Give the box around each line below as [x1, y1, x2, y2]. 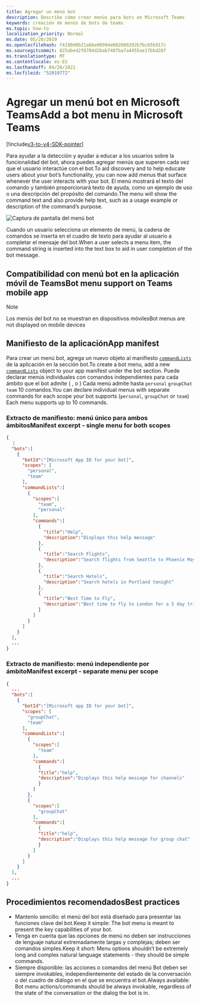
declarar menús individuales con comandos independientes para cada [6, 373, 179, 380]
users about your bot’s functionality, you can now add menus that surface [6, 171, 187, 179]
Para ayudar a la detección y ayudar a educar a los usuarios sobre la [6, 152, 174, 159]
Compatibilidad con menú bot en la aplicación [6, 269, 180, 279]
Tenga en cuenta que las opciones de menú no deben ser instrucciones [14, 932, 191, 939]
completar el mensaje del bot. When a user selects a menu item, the [6, 239, 171, 246]
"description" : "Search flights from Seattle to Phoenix [43, 557, 185, 563]
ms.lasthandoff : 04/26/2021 [6, 64, 76, 70]
